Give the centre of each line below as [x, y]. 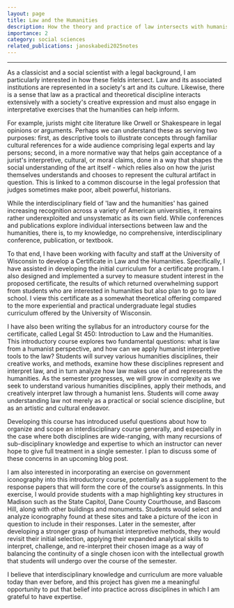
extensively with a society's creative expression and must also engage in [112, 102]
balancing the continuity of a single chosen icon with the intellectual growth [116, 554]
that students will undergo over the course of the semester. [92, 561]
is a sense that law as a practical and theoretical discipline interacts [104, 94]
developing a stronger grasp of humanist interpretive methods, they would [114, 531]
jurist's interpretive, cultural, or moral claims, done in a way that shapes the [115, 160]
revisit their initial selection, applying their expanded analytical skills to [108, 539]
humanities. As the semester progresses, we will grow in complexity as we [114, 378]
